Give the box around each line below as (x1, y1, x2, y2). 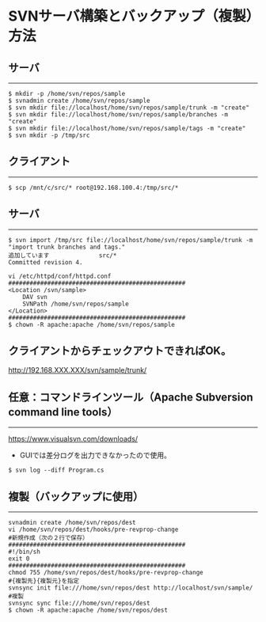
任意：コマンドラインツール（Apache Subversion (8, 390, 253, 404)
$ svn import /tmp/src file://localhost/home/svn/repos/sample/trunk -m (8, 236, 253, 244)
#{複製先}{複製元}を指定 (8, 577, 79, 586)
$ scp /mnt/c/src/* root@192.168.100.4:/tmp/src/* (8, 184, 179, 192)
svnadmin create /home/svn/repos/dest (8, 519, 136, 527)
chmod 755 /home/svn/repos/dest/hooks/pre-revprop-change (8, 569, 203, 577)
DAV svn (22, 293, 47, 301)
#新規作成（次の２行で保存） (8, 534, 89, 542)
